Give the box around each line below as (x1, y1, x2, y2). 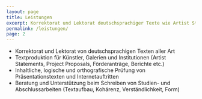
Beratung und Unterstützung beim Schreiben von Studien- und (14, 79, 171, 87)
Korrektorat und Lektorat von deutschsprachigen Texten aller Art (14, 47, 176, 55)
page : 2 (6, 31, 26, 37)
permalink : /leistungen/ (6, 25, 69, 32)
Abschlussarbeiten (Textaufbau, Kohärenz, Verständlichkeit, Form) (14, 86, 180, 93)
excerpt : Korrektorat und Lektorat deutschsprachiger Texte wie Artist (6, 20, 189, 26)
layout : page (6, 8, 39, 15)
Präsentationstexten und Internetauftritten (14, 73, 119, 80)
